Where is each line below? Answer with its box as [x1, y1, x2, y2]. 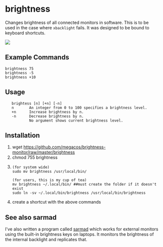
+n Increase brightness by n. [11, 109, 84, 114]
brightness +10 [5, 75, 36, 80]
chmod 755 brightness [12, 155, 58, 161]
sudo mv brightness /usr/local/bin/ [12, 169, 87, 174]
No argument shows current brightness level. [29, 118, 123, 123]
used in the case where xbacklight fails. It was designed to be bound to [5, 24, 150, 30]
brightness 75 [5, 66, 34, 71]
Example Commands [5, 53, 69, 62]
